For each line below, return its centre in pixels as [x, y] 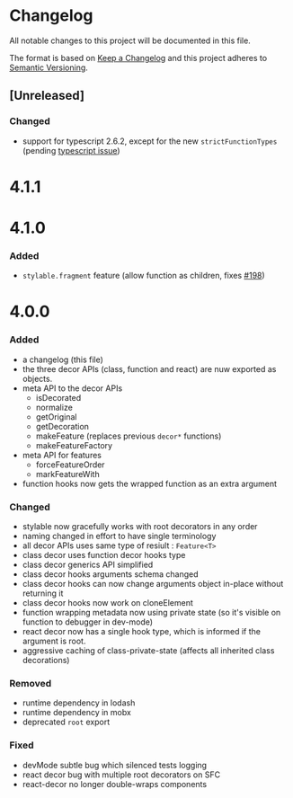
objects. [37, 378]
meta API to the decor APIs [72, 388]
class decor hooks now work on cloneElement [107, 603]
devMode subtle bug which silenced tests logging [115, 765]
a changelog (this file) [62, 359]
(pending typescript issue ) [71, 150]
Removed [31, 683]
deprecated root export [66, 722]
